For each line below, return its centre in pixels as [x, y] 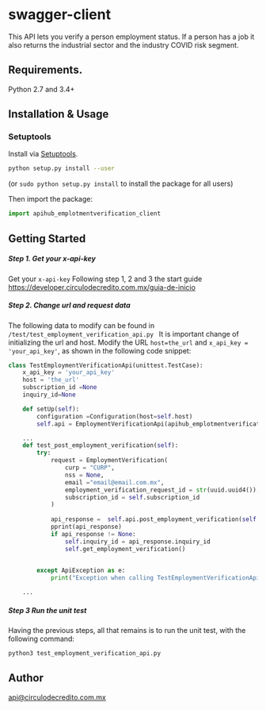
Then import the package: [51, 199]
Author [26, 678]
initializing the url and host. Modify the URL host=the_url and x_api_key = [128, 342]
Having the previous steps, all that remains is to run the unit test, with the [127, 630]
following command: [42, 639]
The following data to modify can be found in [82, 325]
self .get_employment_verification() [125, 549]
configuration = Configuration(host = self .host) [115, 416]
